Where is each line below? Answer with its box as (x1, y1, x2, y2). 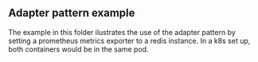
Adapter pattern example (8, 6, 135, 20)
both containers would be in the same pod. (8, 44, 149, 54)
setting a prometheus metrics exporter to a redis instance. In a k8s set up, (8, 36, 251, 45)
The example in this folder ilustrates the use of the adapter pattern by (8, 27, 236, 37)
